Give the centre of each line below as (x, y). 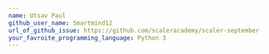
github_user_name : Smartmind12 (60, 23)
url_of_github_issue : (44, 30)
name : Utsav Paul (37, 15)
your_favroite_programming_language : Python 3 (87, 38)
